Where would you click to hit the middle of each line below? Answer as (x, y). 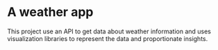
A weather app (50, 12)
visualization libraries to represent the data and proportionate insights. (108, 38)
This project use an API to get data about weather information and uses (109, 31)
